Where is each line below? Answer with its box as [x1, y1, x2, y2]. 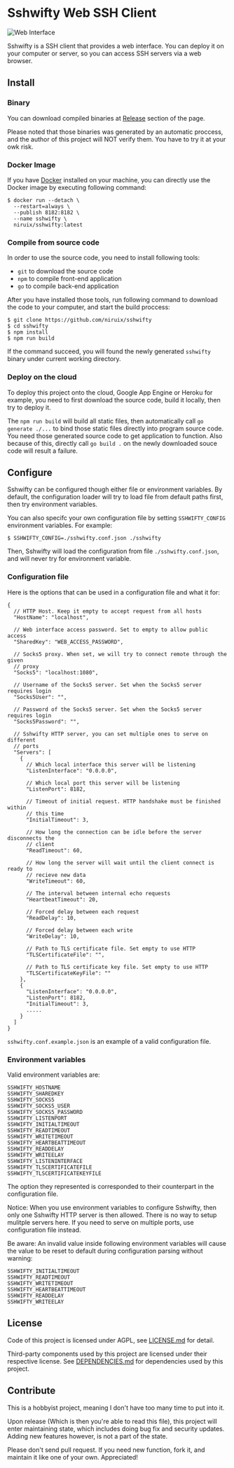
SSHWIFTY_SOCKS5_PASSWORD [7, 1108, 83, 1115]
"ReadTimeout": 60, [25, 847, 83, 854]
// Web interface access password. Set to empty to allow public [13, 626, 209, 633]
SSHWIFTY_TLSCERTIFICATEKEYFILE [7, 1169, 102, 1177]
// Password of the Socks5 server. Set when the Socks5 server [13, 706, 202, 713]
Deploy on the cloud [7, 372, 77, 382]
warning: [7, 1253, 33, 1263]
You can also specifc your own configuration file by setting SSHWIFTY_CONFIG [7, 514, 226, 522]
